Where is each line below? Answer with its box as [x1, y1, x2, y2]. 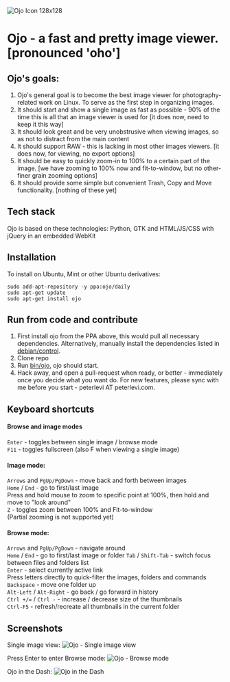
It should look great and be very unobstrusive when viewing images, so [16, 127, 219, 136]
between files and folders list [7, 559, 89, 567]
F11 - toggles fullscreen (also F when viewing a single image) [7, 445, 180, 454]
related [16, 99, 38, 106]
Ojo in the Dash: [7, 668, 53, 676]
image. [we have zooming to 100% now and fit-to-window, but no [16, 164, 203, 172]
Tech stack [7, 206, 56, 218]
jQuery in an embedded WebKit [7, 231, 96, 240]
